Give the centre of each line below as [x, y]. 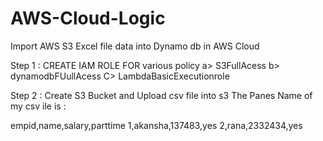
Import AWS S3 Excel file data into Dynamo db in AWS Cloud [135, 46]
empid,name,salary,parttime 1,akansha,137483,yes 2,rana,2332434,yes [156, 125]
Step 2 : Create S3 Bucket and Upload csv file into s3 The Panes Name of [161, 95]
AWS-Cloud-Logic [88, 18]
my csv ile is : [38, 106]
